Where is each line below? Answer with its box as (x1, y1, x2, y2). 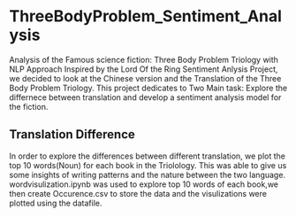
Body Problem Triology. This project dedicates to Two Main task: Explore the (9, 82, 288, 93)
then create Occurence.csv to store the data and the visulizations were (9, 188, 268, 198)
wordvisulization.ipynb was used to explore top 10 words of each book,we (9, 179, 279, 190)
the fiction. (9, 101, 49, 112)
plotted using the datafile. (9, 198, 102, 208)
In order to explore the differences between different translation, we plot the (9, 151, 285, 161)
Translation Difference (9, 127, 135, 143)
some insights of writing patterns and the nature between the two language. (9, 169, 285, 180)
